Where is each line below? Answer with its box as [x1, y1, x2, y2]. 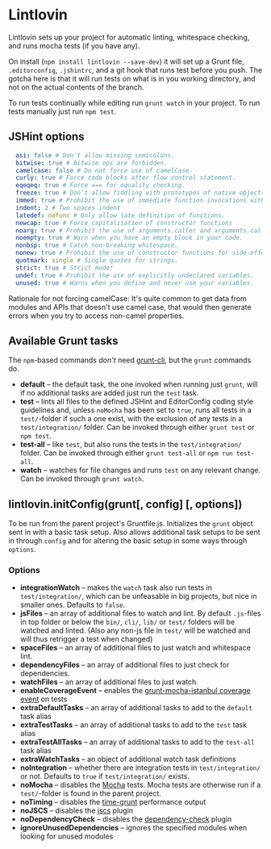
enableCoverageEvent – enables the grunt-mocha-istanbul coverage [19, 686, 252, 696]
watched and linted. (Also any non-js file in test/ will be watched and [19, 625, 252, 635]
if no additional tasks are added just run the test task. [19, 388, 199, 398]
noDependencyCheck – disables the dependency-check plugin [19, 814, 232, 824]
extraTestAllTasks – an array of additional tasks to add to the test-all [19, 737, 256, 747]
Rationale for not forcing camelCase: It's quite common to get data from [8, 293, 248, 303]
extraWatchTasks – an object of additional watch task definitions [19, 755, 236, 764]
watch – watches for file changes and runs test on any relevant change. [19, 466, 261, 475]
